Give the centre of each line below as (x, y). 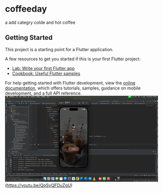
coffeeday (26, 9)
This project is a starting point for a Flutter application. (59, 49)
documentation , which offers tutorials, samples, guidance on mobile (73, 88)
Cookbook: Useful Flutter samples (46, 73)
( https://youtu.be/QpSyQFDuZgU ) (39, 185)
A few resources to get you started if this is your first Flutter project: (73, 59)
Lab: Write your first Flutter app (43, 68)
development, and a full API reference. (43, 93)
